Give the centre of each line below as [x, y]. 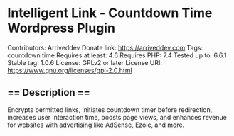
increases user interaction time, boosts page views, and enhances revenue [117, 117]
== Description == [49, 92]
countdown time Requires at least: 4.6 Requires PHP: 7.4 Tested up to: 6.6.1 [117, 55]
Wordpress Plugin [62, 28]
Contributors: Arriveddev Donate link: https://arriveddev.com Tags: [105, 47]
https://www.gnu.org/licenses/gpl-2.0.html [70, 70]
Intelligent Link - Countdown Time [110, 13]
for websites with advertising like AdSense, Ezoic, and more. [96, 125]
